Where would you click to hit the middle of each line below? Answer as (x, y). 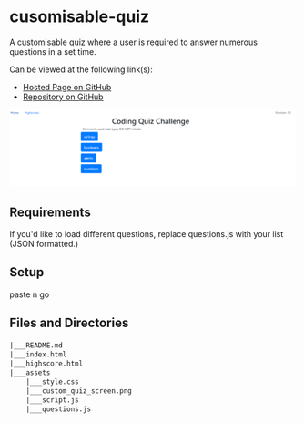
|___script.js (52, 400)
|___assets (30, 372)
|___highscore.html (46, 363)
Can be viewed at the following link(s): (81, 69)
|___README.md (36, 345)
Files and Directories (69, 323)
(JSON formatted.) (44, 244)
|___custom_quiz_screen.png (79, 391)
